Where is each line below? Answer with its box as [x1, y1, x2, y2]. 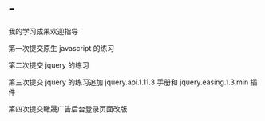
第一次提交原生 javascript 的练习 [8, 43, 114, 53]
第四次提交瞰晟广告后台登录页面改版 [8, 103, 128, 114]
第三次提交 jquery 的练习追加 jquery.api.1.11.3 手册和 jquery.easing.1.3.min [8, 77, 249, 87]
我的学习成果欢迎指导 [8, 26, 78, 36]
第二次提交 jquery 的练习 [8, 60, 89, 70]
